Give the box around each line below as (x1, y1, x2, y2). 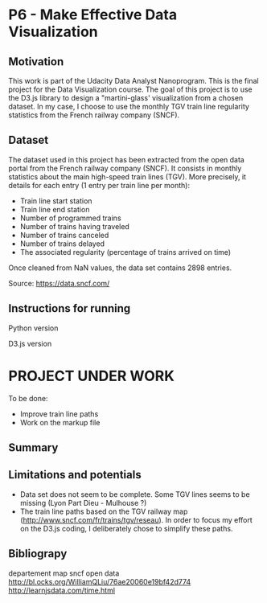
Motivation (8, 55, 64, 68)
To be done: (8, 393, 48, 403)
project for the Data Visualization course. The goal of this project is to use (8, 84, 253, 94)
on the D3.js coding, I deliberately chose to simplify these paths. (19, 523, 233, 533)
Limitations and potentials (8, 468, 142, 482)
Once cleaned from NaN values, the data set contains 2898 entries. (8, 263, 232, 273)
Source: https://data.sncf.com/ (8, 278, 110, 288)
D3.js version (8, 338, 52, 348)
